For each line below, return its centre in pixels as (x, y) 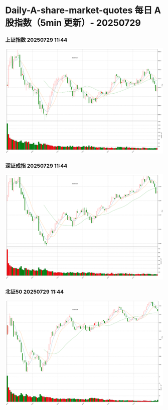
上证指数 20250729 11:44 (36, 40)
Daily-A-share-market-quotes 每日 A (83, 10)
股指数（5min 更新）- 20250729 (73, 23)
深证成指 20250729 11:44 (36, 166)
